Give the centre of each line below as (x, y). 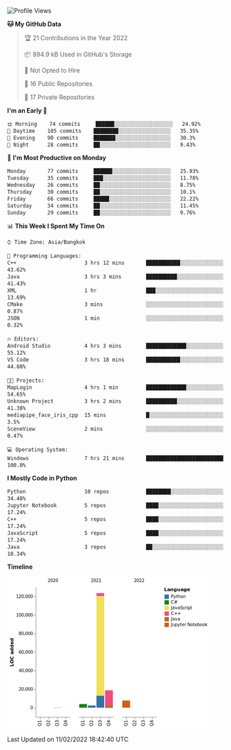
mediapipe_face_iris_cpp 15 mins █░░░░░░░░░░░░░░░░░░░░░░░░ (115, 415)
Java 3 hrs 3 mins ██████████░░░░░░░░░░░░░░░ (115, 277)
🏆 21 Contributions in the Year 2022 (76, 38)
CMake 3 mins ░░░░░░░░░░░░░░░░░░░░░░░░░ (115, 304)
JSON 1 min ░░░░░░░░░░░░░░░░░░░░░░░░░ (115, 318)
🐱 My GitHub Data (34, 24)
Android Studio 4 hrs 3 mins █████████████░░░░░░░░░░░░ (115, 346)
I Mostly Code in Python (42, 478)
